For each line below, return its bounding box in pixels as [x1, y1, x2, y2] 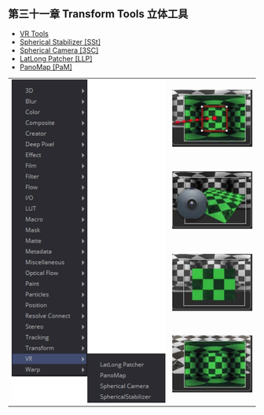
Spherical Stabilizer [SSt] [19, 37, 101, 46]
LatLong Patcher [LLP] [19, 53, 93, 63]
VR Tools [19, 28, 49, 38]
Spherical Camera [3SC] [19, 46, 99, 55]
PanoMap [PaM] [19, 62, 72, 72]
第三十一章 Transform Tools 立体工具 [8, 7, 189, 21]
